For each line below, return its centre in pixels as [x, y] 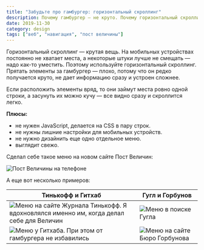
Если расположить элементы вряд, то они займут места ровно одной [97, 89]
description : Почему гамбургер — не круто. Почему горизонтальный [92, 18]
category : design [28, 29]
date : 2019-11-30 [28, 23]
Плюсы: [17, 114]
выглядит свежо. [37, 145]
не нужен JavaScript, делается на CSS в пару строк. [83, 126]
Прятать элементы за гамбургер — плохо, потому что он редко [89, 71]
